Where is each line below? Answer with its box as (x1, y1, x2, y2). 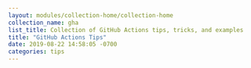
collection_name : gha (8, 19, 79, 27)
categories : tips (8, 48, 65, 55)
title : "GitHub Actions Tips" (8, 33, 107, 41)
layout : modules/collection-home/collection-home (8, 11, 174, 20)
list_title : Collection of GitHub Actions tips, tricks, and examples (8, 26, 244, 34)
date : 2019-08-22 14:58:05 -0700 (8, 41, 118, 48)
